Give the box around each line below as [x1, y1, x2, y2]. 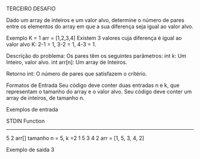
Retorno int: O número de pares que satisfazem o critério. [6, 70, 148, 77]
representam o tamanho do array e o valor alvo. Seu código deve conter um [6, 88, 192, 95]
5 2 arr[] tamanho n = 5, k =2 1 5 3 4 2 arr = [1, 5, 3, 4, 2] [6, 135, 145, 142]
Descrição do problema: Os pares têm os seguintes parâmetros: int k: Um [6, 52, 186, 59]
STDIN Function [6, 117, 45, 124]
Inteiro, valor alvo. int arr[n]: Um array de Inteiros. [6, 59, 127, 66]
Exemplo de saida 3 [6, 146, 55, 153]
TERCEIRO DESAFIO [6, 5, 56, 12]
